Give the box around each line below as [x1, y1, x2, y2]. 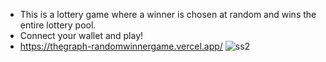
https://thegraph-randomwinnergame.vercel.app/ [19, 40, 223, 52]
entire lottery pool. [19, 19, 97, 31]
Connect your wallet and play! [19, 30, 144, 41]
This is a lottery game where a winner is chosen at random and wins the [19, 9, 317, 20]
